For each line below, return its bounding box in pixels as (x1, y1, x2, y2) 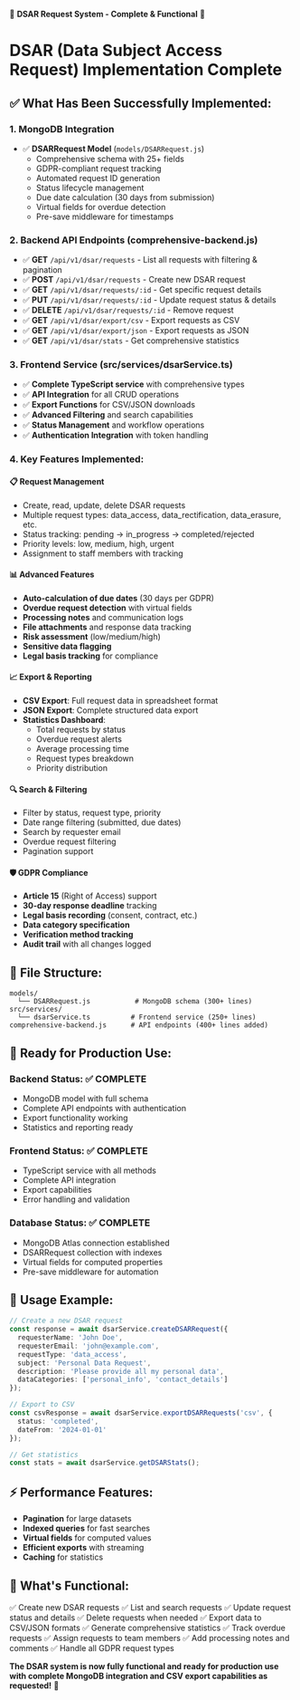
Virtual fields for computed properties (22, 1256, 164, 1267)
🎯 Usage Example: (9, 1292, 114, 1308)
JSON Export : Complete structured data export (22, 705, 199, 716)
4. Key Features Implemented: (9, 453, 145, 466)
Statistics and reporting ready (22, 1121, 134, 1132)
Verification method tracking (22, 929, 134, 940)
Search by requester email (22, 827, 121, 838)
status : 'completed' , (17, 1417, 99, 1426)
